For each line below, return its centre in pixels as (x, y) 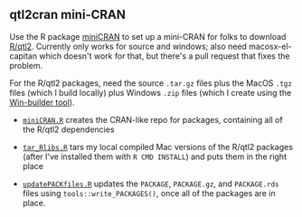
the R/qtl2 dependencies (68, 129)
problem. (26, 65)
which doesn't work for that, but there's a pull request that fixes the (165, 56)
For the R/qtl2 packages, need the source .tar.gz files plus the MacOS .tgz (151, 83)
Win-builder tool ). (42, 102)
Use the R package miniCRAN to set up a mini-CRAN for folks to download (148, 36)
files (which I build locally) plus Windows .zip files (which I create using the (151, 92)
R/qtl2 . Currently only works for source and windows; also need (128, 46)
